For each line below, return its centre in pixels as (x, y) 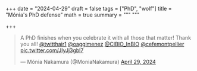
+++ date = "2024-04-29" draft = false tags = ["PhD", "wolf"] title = (89, 9)
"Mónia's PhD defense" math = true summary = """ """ (73, 15)
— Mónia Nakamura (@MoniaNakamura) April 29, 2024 (88, 62)
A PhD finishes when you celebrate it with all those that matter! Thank (106, 38)
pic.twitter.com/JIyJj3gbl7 (52, 50)
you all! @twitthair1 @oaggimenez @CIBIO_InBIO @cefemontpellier (102, 44)
